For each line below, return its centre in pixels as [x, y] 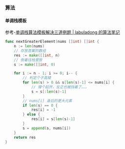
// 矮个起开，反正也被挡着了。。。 [60, 87]
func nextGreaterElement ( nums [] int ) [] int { [52, 42]
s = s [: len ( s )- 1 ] [49, 91]
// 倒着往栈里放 [28, 60]
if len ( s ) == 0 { [40, 105]
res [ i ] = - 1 [43, 110]
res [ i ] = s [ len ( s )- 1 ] [53, 119]
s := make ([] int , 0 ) [35, 64]
